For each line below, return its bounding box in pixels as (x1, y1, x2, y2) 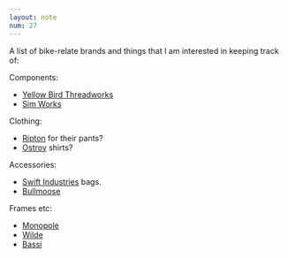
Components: (9, 72, 59, 82)
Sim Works (21, 98, 62, 109)
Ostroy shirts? (21, 142, 73, 153)
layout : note (9, 12, 57, 22)
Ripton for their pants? (21, 133, 103, 143)
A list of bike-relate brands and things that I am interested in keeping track (9, 45, 280, 56)
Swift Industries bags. (21, 176, 102, 186)
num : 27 (9, 21, 38, 30)
